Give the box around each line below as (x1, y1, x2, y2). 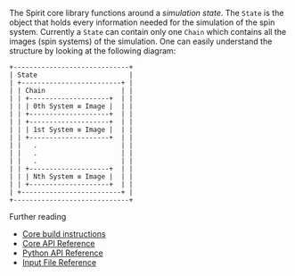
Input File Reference (21, 257, 96, 267)
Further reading (9, 212, 67, 222)
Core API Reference (21, 238, 95, 248)
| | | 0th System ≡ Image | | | (9, 102, 134, 111)
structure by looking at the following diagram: (9, 46, 176, 56)
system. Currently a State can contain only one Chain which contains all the (9, 27, 287, 37)
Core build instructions (21, 229, 106, 239)
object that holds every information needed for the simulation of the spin (9, 17, 275, 28)
